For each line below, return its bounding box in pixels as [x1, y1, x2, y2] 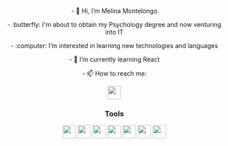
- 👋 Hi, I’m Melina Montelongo [71, 7, 158, 15]
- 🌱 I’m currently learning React [68, 55, 160, 63]
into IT [104, 28, 124, 36]
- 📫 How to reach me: [82, 69, 147, 78]
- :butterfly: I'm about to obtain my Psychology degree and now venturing [7, 20, 222, 28]
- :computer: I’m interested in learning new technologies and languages [11, 42, 218, 49]
